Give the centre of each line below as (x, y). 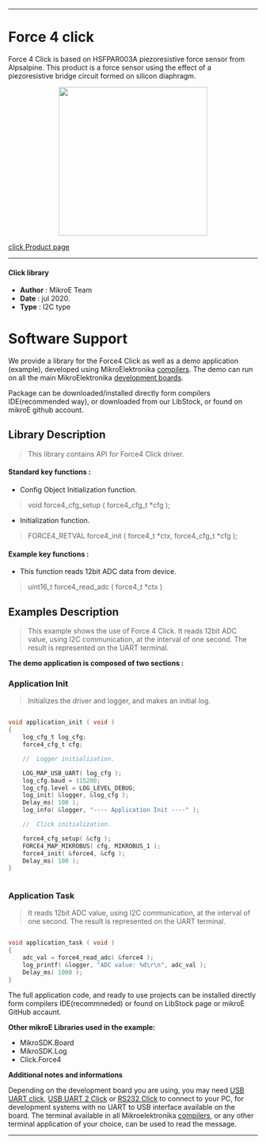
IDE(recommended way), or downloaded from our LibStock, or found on (125, 402)
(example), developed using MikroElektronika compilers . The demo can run (131, 369)
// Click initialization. (67, 825)
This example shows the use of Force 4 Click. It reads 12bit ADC (132, 631)
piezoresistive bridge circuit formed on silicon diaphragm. (102, 75)
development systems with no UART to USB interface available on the (122, 1107)
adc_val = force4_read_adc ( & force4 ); (88, 958)
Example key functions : (49, 554)
